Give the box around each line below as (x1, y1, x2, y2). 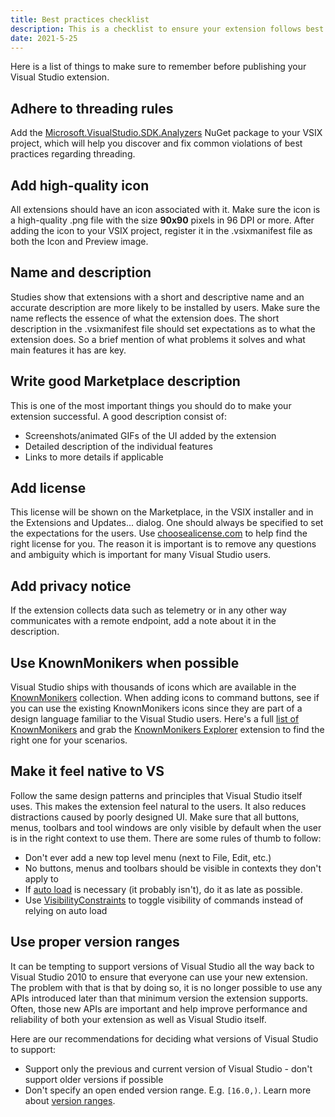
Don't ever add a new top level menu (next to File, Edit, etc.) (24, 851, 272, 863)
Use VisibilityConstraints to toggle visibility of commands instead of (24, 894, 304, 906)
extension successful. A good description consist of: (10, 410, 227, 422)
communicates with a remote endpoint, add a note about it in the (10, 615, 277, 627)
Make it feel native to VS (10, 763, 165, 780)
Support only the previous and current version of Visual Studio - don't (24, 1062, 313, 1075)
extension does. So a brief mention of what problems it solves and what (10, 333, 306, 345)
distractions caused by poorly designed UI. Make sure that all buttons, (10, 811, 300, 823)
